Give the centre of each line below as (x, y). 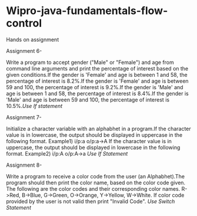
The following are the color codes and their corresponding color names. (93, 188)
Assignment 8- (24, 165)
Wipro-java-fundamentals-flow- (87, 11)
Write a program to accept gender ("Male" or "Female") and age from (90, 62)
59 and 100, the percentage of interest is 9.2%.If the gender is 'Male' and (95, 87)
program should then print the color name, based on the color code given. (96, 183)
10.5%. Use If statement (34, 106)
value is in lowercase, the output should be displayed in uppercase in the (94, 135)
